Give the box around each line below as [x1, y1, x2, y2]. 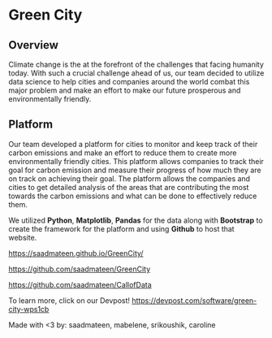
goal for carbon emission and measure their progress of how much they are [8, 165, 261, 175]
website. [8, 232, 37, 242]
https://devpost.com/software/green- [132, 295, 257, 305]
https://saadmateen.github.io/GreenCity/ [8, 248, 144, 258]
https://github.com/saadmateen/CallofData [8, 279, 152, 289]
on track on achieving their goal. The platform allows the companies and [8, 173, 250, 184]
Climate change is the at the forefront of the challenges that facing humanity [8, 59, 264, 69]
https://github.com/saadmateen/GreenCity [8, 264, 151, 274]
